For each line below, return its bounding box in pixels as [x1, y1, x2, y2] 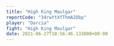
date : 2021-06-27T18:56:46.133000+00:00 [6, 31, 109, 37]
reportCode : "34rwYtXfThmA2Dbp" [6, 14, 87, 20]
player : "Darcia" [6, 20, 50, 26]
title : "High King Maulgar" [6, 8, 76, 15]
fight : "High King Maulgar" [6, 25, 76, 32]
